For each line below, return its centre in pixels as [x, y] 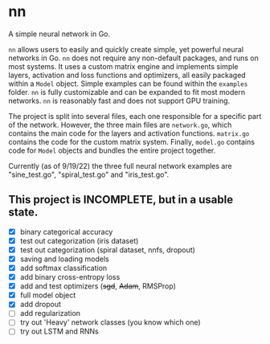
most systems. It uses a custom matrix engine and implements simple [123, 66]
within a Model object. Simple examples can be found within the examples [128, 84]
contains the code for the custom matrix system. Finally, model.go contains [132, 141]
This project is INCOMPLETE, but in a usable [121, 200]
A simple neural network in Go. [59, 34]
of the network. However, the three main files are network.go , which [120, 125]
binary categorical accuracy [66, 231]
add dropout [41, 305]
